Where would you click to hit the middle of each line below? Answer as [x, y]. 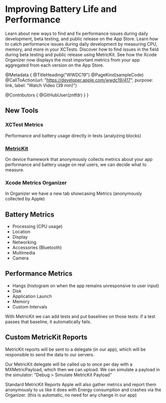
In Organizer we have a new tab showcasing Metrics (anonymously [74, 194]
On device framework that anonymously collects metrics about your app [79, 159]
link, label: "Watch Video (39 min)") [41, 85]
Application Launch [32, 296]
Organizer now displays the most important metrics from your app [73, 60]
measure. [15, 169]
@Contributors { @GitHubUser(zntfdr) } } [47, 95]
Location [21, 232]
